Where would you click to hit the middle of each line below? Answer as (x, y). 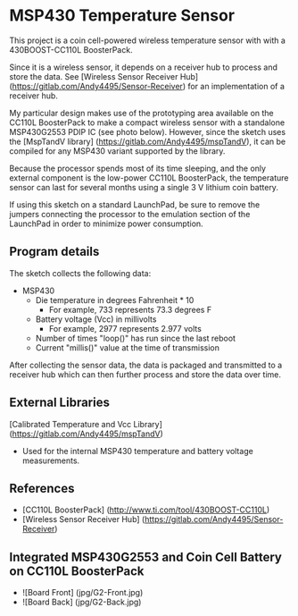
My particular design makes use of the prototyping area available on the (141, 113)
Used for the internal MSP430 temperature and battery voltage (138, 451)
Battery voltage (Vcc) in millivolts (96, 319)
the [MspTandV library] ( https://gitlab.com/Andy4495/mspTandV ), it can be (148, 141)
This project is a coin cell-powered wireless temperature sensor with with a (147, 40)
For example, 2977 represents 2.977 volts (125, 328)
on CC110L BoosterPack (77, 571)
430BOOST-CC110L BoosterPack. (71, 49)
